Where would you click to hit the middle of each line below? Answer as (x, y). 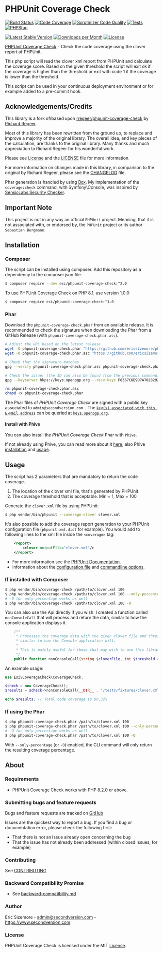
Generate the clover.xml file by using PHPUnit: (52, 506)
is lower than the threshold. (32, 76)
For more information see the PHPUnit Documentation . (66, 562)
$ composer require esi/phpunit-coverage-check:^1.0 (59, 302)
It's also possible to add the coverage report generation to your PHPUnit (77, 524)
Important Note (29, 208)
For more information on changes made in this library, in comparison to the (80, 167)
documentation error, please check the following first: (59, 827)
